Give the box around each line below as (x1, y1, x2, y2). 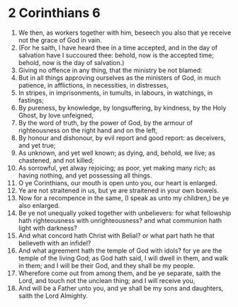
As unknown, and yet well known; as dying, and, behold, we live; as (18, 149, 215, 157)
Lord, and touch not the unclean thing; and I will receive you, (18, 276, 195, 284)
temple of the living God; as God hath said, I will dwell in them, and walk (18, 253, 229, 262)
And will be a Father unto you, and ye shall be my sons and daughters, (18, 284, 224, 292)
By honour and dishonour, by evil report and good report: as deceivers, (18, 133, 226, 142)
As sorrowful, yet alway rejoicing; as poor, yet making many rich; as (18, 163, 216, 172)
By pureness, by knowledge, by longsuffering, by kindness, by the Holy (18, 103, 227, 112)
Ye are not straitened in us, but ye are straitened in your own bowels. (18, 186, 219, 195)
